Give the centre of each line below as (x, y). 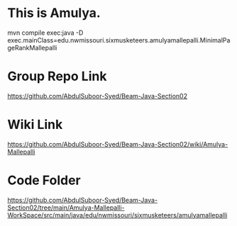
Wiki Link (35, 125)
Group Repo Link (57, 77)
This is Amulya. (54, 13)
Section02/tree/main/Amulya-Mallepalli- (66, 208)
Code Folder (44, 180)
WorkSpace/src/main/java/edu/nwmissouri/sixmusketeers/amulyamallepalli (117, 215)
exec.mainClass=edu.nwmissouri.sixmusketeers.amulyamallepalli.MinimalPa (119, 40)
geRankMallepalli (32, 47)
